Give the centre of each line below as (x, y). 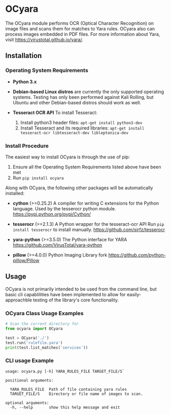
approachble (19, 300)
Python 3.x (25, 82)
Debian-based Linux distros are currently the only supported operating (88, 92)
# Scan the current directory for (42, 324)
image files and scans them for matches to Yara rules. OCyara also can (80, 28)
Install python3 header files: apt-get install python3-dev (81, 122)
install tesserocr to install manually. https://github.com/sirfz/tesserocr (89, 229)
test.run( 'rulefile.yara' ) (34, 342)
